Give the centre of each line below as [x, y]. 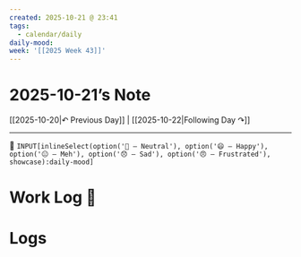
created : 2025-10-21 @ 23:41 [64, 17]
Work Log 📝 [53, 197]
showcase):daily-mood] [52, 162]
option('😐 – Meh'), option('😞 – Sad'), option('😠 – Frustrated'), [140, 154]
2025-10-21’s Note [80, 95]
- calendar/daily [50, 34]
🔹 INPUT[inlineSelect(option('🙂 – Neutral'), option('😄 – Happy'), [139, 146]
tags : [19, 26]
